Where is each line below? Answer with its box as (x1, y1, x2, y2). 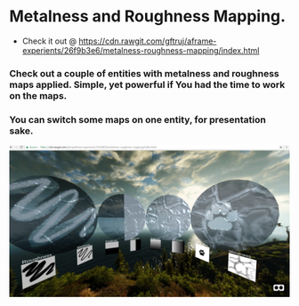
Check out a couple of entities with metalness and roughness (9, 67, 280, 79)
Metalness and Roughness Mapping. (9, 6, 287, 27)
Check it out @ (21, 36, 77, 46)
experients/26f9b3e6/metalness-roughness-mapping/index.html (21, 44, 260, 55)
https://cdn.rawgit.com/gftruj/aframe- (78, 36, 217, 46)
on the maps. (9, 89, 68, 101)
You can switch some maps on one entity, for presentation (9, 113, 267, 125)
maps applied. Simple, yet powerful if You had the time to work (9, 78, 286, 91)
